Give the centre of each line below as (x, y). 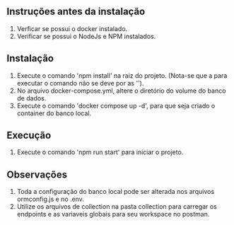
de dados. (31, 98)
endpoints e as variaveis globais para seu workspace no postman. (113, 214)
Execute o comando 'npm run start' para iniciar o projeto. (100, 152)
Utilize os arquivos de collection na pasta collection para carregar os (117, 207)
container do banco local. (54, 113)
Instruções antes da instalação (76, 12)
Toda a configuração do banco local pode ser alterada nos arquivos (116, 192)
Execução (29, 135)
